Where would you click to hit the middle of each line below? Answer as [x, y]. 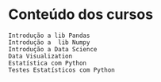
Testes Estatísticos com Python [61, 70]
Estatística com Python [48, 63]
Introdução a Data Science [53, 49]
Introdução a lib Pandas [49, 35]
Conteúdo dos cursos [80, 15]
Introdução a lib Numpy [49, 42]
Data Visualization [40, 56]
